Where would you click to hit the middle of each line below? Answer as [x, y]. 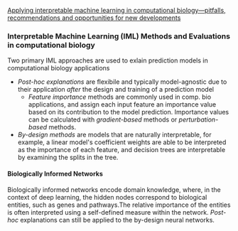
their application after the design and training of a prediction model [116, 90]
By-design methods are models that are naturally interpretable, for [114, 135]
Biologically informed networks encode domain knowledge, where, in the [114, 189]
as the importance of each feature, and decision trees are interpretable [121, 150]
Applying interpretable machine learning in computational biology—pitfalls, [117, 10]
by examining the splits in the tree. [68, 157]
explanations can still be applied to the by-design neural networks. [118, 220]
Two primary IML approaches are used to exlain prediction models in [108, 60]
